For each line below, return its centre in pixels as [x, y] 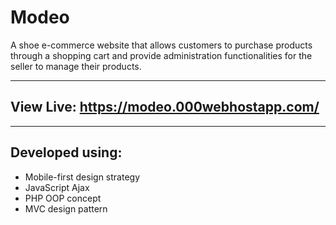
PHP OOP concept [63, 198]
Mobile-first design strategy [82, 177]
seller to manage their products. [76, 66]
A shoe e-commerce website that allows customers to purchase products [161, 45]
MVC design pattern [66, 208]
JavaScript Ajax [57, 187]
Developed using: [66, 152]
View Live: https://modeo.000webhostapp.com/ [165, 107]
